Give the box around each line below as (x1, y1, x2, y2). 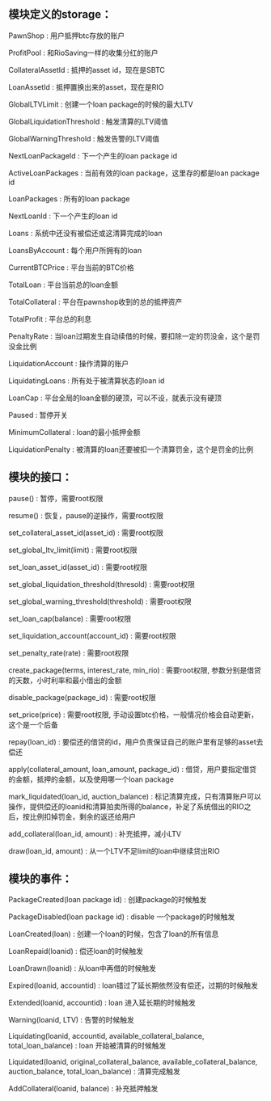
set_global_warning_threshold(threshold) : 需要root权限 (8, 597, 192, 606)
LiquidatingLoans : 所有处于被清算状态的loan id (8, 375, 165, 386)
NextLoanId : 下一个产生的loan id (8, 211, 118, 221)
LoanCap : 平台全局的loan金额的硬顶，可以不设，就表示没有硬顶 (8, 393, 222, 403)
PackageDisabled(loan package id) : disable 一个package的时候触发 (8, 912, 235, 922)
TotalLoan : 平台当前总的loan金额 (8, 280, 119, 289)
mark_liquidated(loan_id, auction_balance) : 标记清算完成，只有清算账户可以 (8, 791, 261, 801)
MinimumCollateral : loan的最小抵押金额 (8, 427, 141, 437)
